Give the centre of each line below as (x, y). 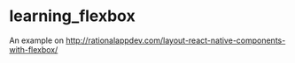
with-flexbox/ (34, 49)
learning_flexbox (72, 16)
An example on (37, 40)
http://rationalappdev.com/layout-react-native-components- (176, 40)
